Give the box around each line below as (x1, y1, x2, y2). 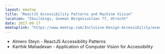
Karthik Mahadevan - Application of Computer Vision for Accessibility (12, 44, 153, 50)
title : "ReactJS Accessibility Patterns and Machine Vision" (5, 12, 133, 17)
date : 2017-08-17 (5, 20, 41, 26)
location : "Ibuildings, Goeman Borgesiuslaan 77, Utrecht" (5, 16, 129, 21)
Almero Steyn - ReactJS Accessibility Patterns (12, 38, 106, 44)
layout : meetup (5, 7, 36, 12)
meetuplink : (5, 25, 29, 30)
